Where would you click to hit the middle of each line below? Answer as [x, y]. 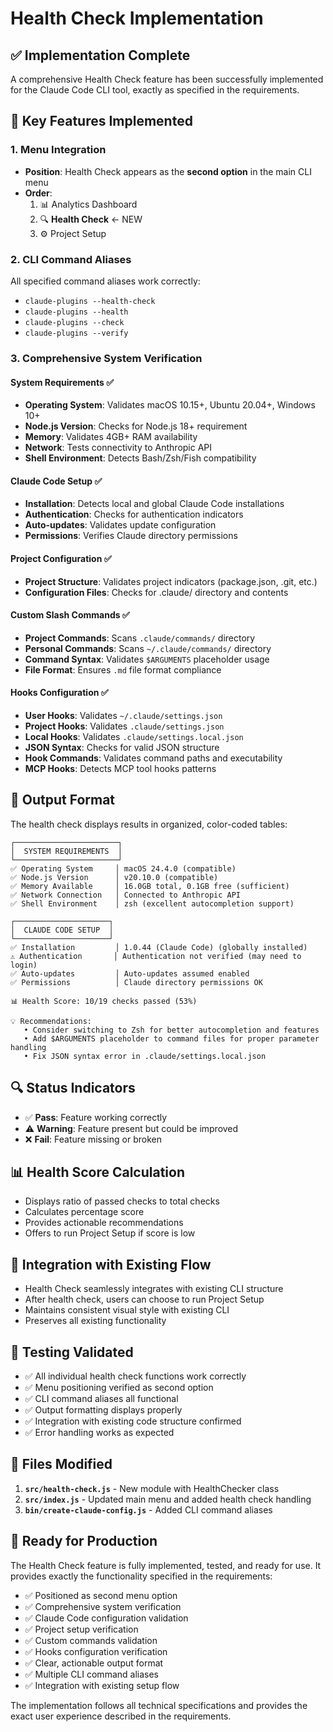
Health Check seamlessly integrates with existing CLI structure [154, 1289]
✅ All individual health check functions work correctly [135, 1376]
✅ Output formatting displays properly [103, 1409]
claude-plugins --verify [76, 333]
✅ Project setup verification [81, 1629]
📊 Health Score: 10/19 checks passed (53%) [104, 1001]
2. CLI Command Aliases [71, 259]
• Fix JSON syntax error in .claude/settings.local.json [145, 1056]
